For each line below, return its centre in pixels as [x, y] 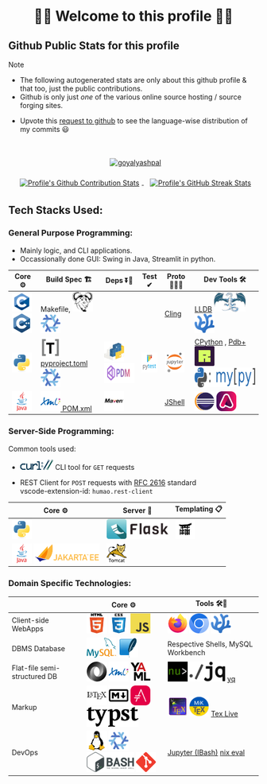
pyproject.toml [64, 363]
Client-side [30, 620]
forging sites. [41, 105]
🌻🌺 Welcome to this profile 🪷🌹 [133, 16]
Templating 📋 [198, 509]
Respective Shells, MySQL [210, 644]
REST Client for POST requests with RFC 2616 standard [108, 482]
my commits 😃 [44, 129]
